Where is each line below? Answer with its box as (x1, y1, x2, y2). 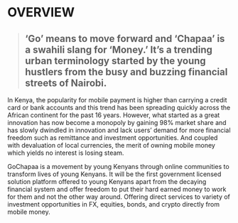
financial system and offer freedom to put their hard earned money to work (7, 185, 227, 193)
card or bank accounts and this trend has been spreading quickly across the (7, 104, 231, 111)
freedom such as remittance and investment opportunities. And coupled (7, 134, 218, 142)
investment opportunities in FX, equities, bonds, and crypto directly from (7, 200, 220, 208)
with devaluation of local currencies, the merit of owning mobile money (7, 141, 215, 149)
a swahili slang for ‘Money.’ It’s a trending (24, 43, 213, 55)
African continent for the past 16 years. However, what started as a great (7, 111, 220, 119)
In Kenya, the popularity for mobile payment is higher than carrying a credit (7, 96, 227, 104)
